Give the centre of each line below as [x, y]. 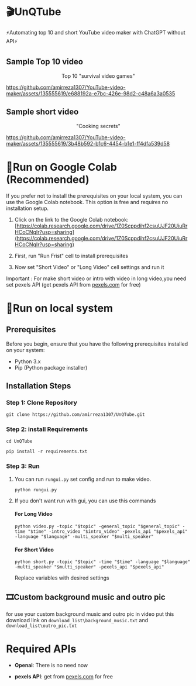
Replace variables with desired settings [62, 578]
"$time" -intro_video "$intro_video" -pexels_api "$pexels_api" [108, 531]
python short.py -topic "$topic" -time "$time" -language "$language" [102, 562]
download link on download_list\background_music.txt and [77, 620]
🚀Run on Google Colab [61, 167]
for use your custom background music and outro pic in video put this [90, 614]
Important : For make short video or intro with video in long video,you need [96, 278]
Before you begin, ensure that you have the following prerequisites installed [97, 344]
